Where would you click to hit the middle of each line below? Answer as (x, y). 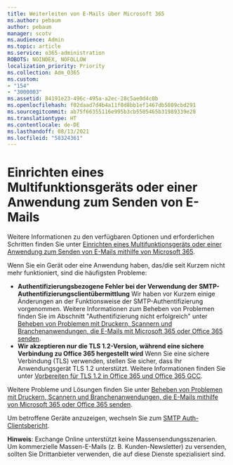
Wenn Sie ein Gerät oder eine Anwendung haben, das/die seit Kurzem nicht (116, 266)
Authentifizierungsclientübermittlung (73, 294)
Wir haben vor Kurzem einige (173, 294)
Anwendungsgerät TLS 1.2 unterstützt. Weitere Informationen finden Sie (121, 369)
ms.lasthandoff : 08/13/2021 (48, 131)
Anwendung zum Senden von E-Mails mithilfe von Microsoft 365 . (101, 252)
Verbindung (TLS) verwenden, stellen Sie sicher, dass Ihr (100, 361)
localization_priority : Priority (56, 66)
